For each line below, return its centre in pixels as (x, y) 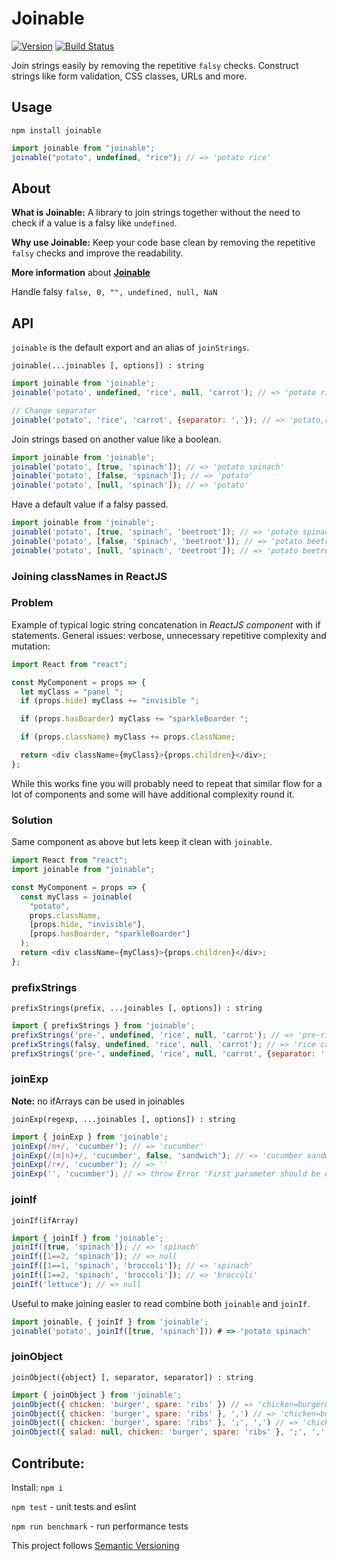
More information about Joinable (81, 273)
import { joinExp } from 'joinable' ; (90, 1137)
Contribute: (48, 1463)
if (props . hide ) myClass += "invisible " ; (110, 701)
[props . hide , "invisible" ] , (87, 925)
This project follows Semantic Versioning (95, 1546)
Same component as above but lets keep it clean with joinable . (142, 842)
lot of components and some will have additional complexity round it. (153, 794)
